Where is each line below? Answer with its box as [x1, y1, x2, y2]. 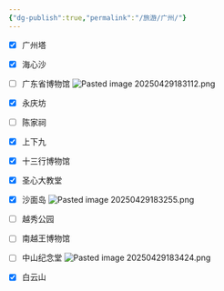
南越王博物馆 [21, 233, 70, 244]
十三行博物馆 [21, 156, 70, 166]
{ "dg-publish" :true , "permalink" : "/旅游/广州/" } [8, 13, 188, 23]
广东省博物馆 [21, 78, 70, 89]
